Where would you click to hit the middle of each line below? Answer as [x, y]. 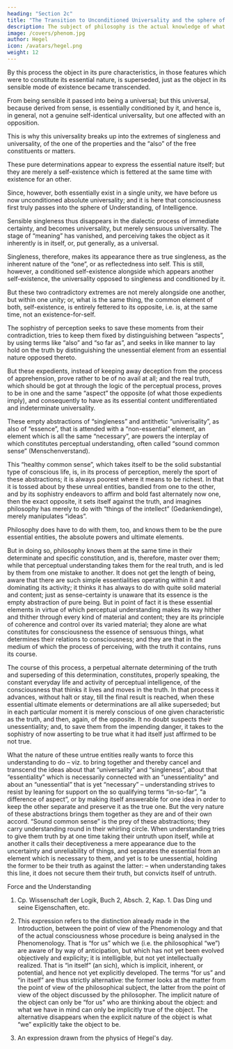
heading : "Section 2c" [40, 14]
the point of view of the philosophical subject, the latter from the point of [121, 987]
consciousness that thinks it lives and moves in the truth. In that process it [113, 689]
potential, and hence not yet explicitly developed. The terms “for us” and [121, 972]
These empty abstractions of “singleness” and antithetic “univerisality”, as [113, 421]
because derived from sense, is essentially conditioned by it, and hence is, [114, 108]
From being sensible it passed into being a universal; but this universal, [109, 100]
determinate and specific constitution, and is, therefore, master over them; [114, 558]
